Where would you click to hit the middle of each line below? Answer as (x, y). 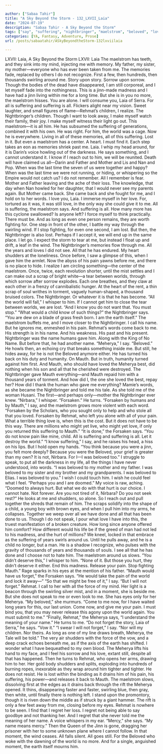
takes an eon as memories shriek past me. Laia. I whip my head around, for (80, 147)
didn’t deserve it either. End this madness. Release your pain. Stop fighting (80, 565)
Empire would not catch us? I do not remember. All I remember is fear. (75, 178)
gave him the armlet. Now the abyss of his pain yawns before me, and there (81, 260)
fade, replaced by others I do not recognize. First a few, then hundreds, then (81, 74)
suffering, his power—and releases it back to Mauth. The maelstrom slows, (80, 679)
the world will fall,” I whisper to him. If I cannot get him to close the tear (76, 302)
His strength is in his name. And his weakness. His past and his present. (77, 333)
